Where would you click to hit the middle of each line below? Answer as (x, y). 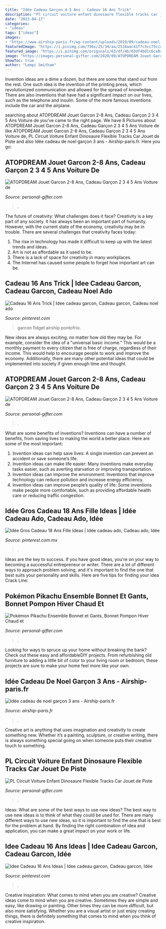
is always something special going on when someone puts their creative (79, 740)
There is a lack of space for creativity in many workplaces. (72, 257)
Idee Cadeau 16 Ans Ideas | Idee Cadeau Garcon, (82, 846)
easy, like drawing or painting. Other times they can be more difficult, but (79, 905)
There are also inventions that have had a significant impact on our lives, (79, 95)
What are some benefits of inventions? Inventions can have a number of (78, 433)
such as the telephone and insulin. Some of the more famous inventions (78, 100)
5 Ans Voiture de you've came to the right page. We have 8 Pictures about (81, 121)
